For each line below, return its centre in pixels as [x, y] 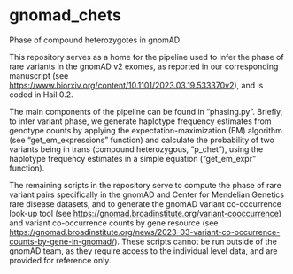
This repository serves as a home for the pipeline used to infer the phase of [147, 57]
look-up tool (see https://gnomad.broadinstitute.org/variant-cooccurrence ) [145, 213]
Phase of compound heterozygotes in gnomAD [95, 40]
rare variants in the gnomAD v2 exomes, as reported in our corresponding [144, 66]
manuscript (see [39, 75]
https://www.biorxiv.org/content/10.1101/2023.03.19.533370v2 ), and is [136, 85]
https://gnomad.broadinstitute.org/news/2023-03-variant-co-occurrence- [145, 232]
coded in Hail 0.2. [41, 95]
